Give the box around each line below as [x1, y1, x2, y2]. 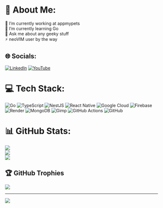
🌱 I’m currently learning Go [5, 25, 59, 31]
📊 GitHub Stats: [5, 125, 71, 137]
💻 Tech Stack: [5, 83, 65, 94]
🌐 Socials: [5, 52, 37, 60]
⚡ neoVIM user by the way [5, 36, 58, 42]
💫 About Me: [5, 4, 56, 16]
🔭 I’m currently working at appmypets [5, 20, 80, 26]
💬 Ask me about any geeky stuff [5, 31, 69, 36]
